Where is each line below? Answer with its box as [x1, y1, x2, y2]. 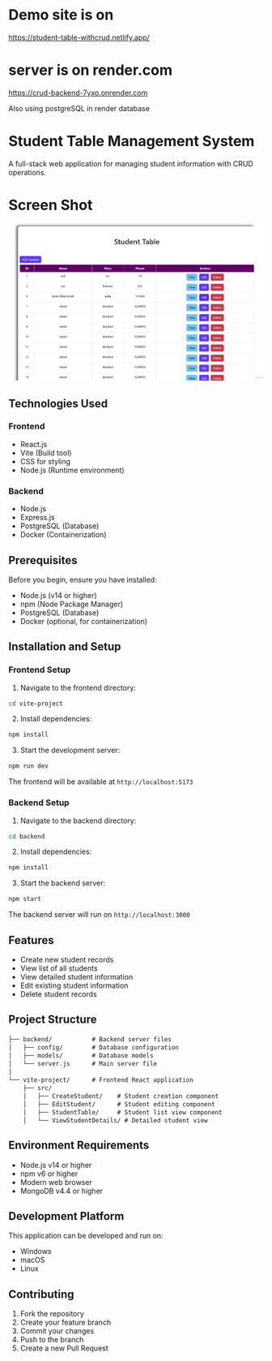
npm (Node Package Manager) [19, 599, 124, 609]
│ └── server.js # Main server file [8, 1059, 158, 1068]
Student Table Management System [8, 132, 255, 151]
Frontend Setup [8, 664, 71, 675]
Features [8, 933, 54, 947]
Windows [19, 1247, 52, 1256]
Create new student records [19, 954, 114, 964]
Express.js [19, 513, 55, 523]
